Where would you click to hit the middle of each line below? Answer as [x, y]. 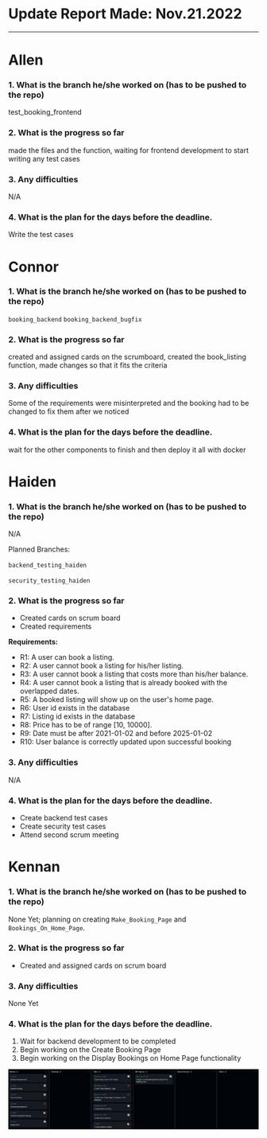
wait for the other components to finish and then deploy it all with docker [127, 450]
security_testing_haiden [49, 581]
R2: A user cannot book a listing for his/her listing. [102, 666]
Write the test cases [41, 235]
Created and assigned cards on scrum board [93, 965]
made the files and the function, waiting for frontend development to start [128, 150]
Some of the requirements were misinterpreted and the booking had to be [129, 403]
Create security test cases [63, 826]
